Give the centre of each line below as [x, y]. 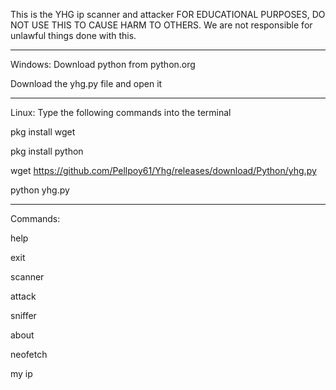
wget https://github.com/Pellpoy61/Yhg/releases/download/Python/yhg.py [163, 170]
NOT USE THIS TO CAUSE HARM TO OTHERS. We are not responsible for [161, 25]
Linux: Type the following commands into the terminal [121, 112]
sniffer [23, 315]
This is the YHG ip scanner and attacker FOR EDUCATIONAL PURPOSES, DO [168, 14]
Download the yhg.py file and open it [86, 83]
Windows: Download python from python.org [103, 64]
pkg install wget [43, 132]
